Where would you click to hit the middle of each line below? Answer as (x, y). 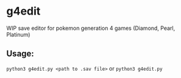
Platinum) (18, 34)
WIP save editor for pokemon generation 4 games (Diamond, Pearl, (91, 28)
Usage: (20, 54)
